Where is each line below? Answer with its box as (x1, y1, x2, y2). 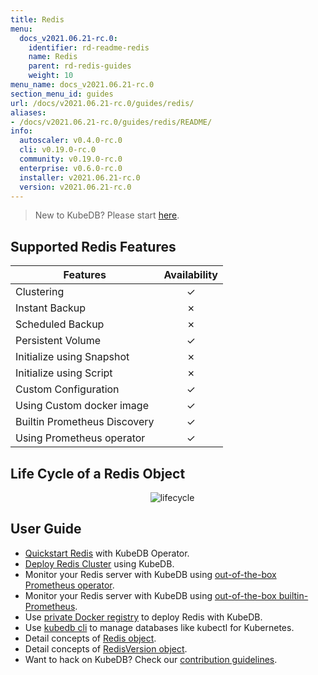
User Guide (10, 521, 82, 538)
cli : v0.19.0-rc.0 (19, 145, 97, 155)
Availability (163, 268, 218, 282)
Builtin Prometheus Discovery (15, 415, 155, 429)
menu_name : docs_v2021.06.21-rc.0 (10, 80, 155, 90)
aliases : (10, 107, 47, 118)
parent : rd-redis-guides (28, 61, 132, 71)
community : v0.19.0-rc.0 (19, 154, 123, 164)
